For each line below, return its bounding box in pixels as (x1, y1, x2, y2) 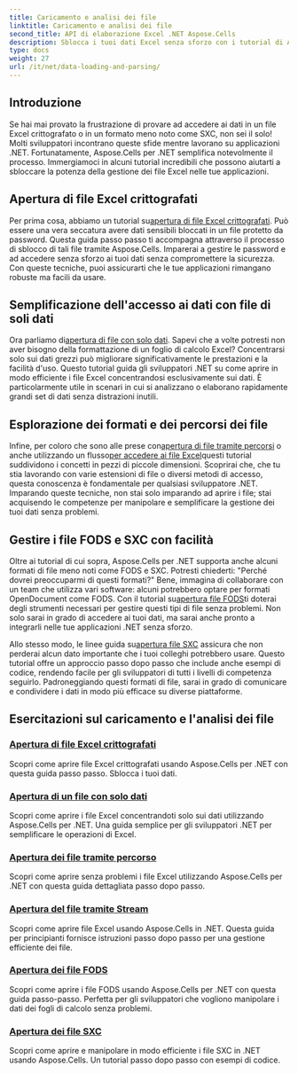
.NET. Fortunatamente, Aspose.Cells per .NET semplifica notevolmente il (9, 147, 273, 158)
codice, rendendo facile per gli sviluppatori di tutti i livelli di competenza (9, 667, 272, 678)
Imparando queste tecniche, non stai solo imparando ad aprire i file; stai (9, 488, 272, 498)
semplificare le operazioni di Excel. (9, 828, 137, 839)
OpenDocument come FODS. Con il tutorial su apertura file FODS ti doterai (9, 593, 277, 604)
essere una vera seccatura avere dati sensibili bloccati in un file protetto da (9, 224, 284, 235)
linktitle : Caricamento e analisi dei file (9, 21, 173, 30)
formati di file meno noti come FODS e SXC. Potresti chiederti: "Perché (9, 565, 268, 576)
